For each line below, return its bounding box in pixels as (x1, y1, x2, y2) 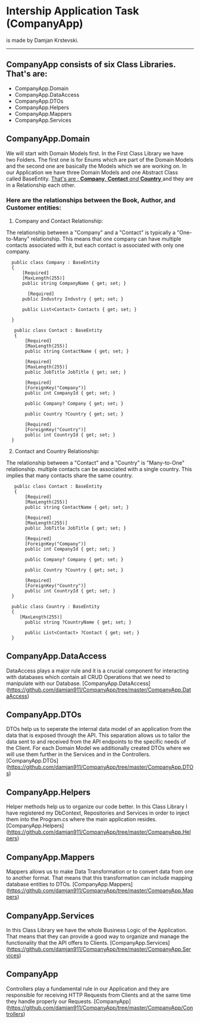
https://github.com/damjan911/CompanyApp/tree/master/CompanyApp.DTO (8, 763, 193, 771)
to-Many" (6, 235, 30, 242)
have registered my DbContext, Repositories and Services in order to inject (6, 809, 190, 816)
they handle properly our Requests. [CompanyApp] (6, 997, 131, 1004)
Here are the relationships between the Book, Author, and (6, 196, 176, 204)
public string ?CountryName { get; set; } (24, 619, 132, 625)
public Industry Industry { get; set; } (21, 296, 124, 302)
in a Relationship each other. (6, 181, 76, 189)
